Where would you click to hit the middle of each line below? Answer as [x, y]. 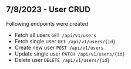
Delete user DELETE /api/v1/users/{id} [62, 60]
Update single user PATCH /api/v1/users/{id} [70, 54]
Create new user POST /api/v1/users [59, 47]
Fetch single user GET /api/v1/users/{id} [65, 41]
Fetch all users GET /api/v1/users [56, 35]
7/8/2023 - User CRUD [48, 10]
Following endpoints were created [47, 23]
